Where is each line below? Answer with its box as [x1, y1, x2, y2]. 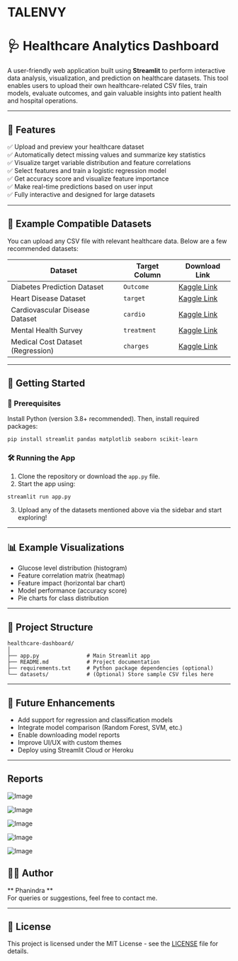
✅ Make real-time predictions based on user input [7, 182, 154, 191]
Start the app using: [17, 479, 76, 488]
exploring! [17, 513, 47, 522]
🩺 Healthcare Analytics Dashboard [7, 38, 220, 54]
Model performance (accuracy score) [17, 586, 127, 595]
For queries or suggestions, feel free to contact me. [7, 894, 158, 902]
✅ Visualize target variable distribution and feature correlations [7, 158, 191, 167]
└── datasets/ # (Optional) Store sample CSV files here [7, 671, 214, 678]
